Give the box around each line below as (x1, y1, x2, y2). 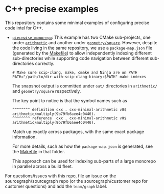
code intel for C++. (5, 25, 43, 30)
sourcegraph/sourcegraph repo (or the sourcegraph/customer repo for (5, 178, 148, 184)
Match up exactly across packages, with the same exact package (12, 129, 144, 135)
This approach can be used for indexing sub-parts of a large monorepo (12, 158, 156, 164)
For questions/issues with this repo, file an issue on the (5, 173, 117, 179)
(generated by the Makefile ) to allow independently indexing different (12, 50, 152, 56)
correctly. (35, 60, 55, 66)
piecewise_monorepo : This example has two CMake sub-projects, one (12, 34, 151, 40)
